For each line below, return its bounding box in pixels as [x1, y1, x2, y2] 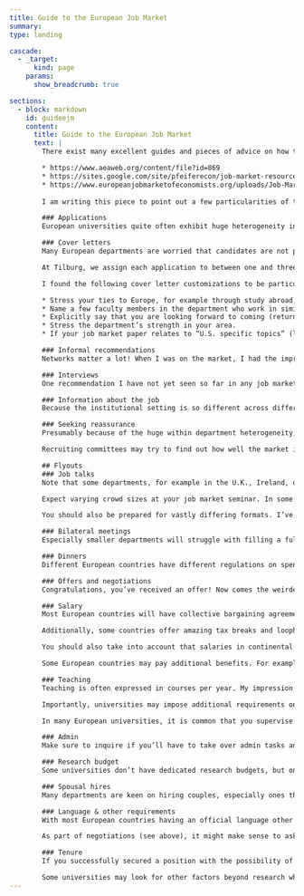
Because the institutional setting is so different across [42, 404, 270, 413]
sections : [9, 96, 47, 105]
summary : [9, 22, 43, 31]
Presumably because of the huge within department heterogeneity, [42, 429, 298, 438]
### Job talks [42, 469, 95, 478]
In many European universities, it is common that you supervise [42, 717, 294, 726]
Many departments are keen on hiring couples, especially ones [42, 790, 285, 800]
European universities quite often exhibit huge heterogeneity [42, 222, 285, 231]
